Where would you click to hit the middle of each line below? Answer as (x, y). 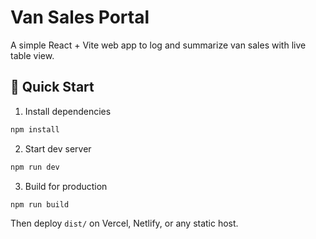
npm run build (40, 204)
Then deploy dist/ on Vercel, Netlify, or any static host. (124, 223)
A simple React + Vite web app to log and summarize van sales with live (158, 45)
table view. (32, 55)
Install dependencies (68, 111)
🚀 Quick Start (52, 87)
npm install (35, 129)
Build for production (66, 186)
